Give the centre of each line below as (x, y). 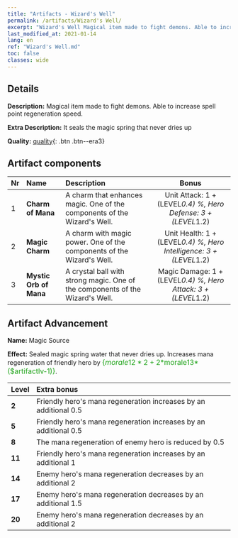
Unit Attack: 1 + (191, 195)
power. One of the (95, 242)
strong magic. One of (100, 280)
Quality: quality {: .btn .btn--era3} (56, 141)
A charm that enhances (104, 195)
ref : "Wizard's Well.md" (44, 47)
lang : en (20, 40)
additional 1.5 (59, 503)
